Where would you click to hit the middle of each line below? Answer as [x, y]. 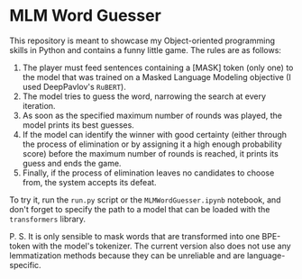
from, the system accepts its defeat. [89, 182]
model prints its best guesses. [78, 125]
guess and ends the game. [72, 163]
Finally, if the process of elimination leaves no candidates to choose [148, 173]
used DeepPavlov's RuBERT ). [74, 86]
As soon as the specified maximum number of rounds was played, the [152, 115]
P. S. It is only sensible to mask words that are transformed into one [135, 236]
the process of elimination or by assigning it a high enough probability [152, 144]
